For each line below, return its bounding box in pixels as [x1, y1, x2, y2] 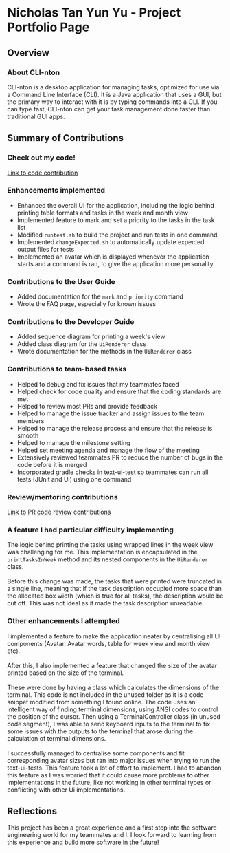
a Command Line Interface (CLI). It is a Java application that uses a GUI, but [7, 90, 222, 98]
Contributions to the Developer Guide [7, 317, 135, 327]
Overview [7, 47, 50, 58]
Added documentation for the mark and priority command [16, 292, 183, 301]
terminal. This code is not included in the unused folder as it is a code [7, 690, 204, 699]
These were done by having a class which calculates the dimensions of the [7, 683, 220, 691]
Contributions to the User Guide [7, 277, 115, 286]
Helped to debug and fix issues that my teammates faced [16, 380, 180, 388]
